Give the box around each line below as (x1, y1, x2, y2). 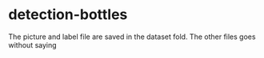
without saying (8, 40, 58, 49)
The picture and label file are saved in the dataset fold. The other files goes (8, 32, 256, 41)
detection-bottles (8, 6, 128, 24)
